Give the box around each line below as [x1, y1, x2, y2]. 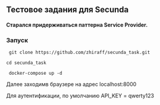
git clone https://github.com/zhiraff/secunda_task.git [8, 50, 150, 56]
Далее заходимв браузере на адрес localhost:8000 [6, 81, 137, 88]
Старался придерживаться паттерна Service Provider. [6, 21, 148, 28]
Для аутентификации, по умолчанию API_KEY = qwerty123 [6, 92, 155, 100]
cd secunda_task [6, 60, 46, 66]
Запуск [6, 36, 29, 44]
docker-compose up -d [8, 71, 62, 77]
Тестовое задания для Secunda [6, 5, 129, 15]
